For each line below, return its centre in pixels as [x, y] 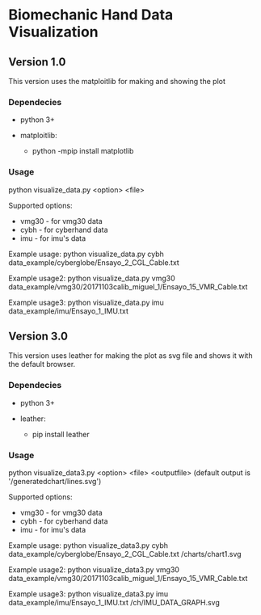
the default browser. [42, 364]
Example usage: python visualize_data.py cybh [86, 254]
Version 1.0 [37, 62]
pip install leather [61, 434]
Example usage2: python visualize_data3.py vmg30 [94, 570]
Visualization [53, 32]
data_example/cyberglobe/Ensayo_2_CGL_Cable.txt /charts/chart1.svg [125, 554]
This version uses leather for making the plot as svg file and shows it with [130, 356]
